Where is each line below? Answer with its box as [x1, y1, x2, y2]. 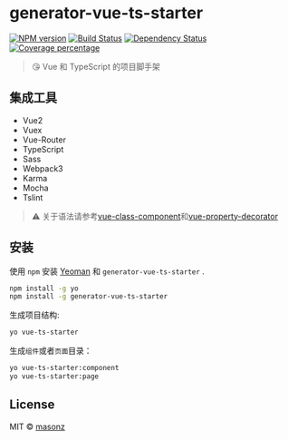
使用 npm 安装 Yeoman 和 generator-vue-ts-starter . [9, 266, 206, 277]
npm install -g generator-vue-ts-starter [9, 292, 168, 301]
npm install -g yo [9, 284, 79, 293]
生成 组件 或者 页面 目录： [9, 346, 92, 357]
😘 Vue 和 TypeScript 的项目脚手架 [31, 61, 160, 72]
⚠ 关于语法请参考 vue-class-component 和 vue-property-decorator [31, 210, 279, 221]
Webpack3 [22, 162, 63, 174]
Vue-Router [22, 134, 66, 145]
